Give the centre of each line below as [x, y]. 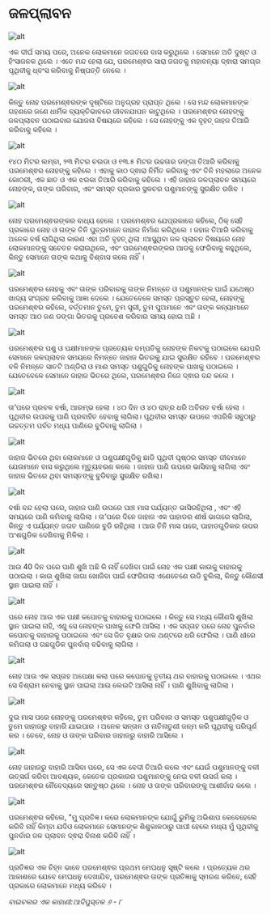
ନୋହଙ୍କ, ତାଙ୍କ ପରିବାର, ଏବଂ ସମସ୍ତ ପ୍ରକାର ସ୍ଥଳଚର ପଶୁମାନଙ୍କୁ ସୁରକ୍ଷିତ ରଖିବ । [126, 188]
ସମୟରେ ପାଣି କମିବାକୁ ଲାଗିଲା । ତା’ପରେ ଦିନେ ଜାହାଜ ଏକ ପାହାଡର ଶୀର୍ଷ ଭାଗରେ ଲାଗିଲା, [130, 516]
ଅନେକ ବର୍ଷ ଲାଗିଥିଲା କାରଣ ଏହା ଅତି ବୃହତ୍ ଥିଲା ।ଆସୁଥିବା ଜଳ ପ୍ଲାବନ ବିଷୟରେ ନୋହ [127, 238]
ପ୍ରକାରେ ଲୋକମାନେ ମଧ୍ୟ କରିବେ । [60, 885]
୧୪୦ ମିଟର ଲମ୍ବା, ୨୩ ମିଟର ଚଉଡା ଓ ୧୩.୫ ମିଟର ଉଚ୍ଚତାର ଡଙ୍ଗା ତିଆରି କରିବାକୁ [124, 161]
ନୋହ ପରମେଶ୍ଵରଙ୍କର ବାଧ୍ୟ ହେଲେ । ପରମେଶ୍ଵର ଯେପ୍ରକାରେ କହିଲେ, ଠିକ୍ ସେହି [126, 220]
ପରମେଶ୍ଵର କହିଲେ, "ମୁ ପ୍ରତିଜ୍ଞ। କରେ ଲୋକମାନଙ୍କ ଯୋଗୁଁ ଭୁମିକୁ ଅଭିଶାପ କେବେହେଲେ [133, 817]
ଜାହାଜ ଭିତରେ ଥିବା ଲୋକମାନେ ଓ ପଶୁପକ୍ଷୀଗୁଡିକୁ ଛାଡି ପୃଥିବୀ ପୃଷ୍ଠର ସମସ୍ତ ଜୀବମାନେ [127, 457]
